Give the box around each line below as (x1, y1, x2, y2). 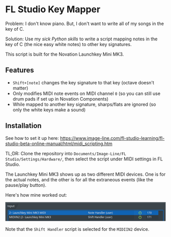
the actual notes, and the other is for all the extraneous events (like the (5, 176, 154, 182)
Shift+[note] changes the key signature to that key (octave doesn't (12, 79, 154, 85)
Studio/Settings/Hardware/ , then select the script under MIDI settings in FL (5, 156, 163, 162)
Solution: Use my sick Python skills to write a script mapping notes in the (5, 36, 158, 42)
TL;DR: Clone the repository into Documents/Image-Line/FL (5, 150, 126, 156)
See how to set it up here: (5, 135, 60, 141)
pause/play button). (5, 182, 47, 188)
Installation (5, 122, 42, 130)
